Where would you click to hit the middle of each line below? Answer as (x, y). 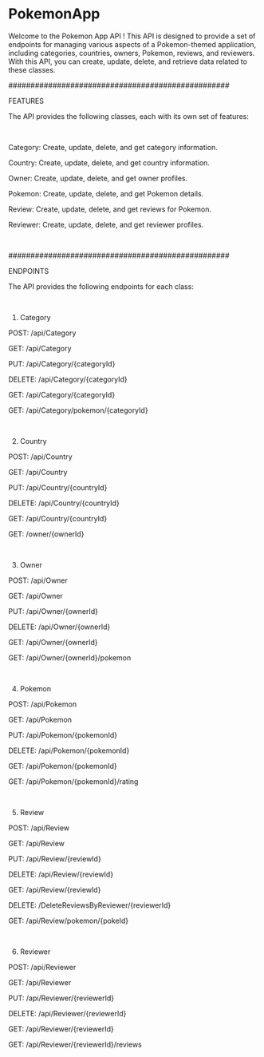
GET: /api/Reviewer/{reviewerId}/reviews (75, 1044)
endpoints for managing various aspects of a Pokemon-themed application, (132, 44)
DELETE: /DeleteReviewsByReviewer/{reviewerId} (90, 905)
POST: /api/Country (41, 457)
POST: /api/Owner (38, 580)
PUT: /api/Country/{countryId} (58, 487)
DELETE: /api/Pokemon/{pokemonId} (69, 750)
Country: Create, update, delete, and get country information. (109, 162)
